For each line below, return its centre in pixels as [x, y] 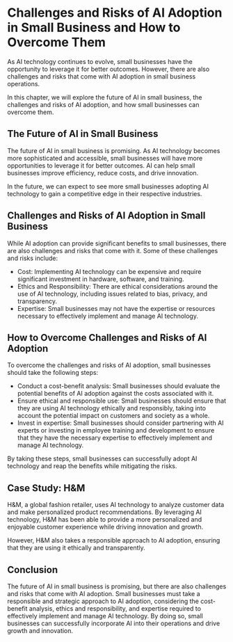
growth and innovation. [40, 631]
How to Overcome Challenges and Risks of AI [107, 338]
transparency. [37, 301]
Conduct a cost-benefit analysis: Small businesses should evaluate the [119, 386]
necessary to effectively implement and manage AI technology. [107, 316]
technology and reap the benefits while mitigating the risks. [92, 466]
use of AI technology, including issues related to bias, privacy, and [112, 294]
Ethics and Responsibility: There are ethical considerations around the [118, 286]
